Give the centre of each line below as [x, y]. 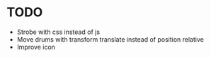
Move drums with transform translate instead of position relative [110, 39]
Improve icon [36, 47]
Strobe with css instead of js [58, 32]
